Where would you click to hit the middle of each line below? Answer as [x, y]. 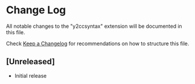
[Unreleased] [31, 62]
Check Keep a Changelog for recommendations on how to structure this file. [98, 43]
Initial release [30, 75]
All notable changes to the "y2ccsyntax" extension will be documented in [94, 26]
